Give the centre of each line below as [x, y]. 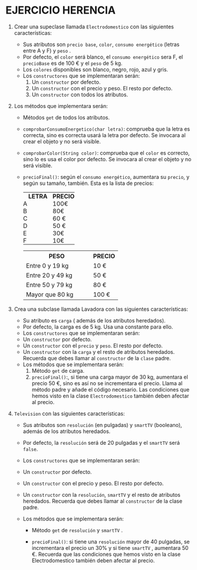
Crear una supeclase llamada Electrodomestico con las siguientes [94, 27]
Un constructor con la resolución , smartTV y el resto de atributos [102, 494]
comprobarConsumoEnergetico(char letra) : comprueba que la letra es [106, 129]
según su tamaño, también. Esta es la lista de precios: [88, 183]
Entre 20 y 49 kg [49, 275]
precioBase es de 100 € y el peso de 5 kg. [73, 63]
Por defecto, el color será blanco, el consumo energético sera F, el [103, 57]
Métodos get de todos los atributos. [66, 117]
